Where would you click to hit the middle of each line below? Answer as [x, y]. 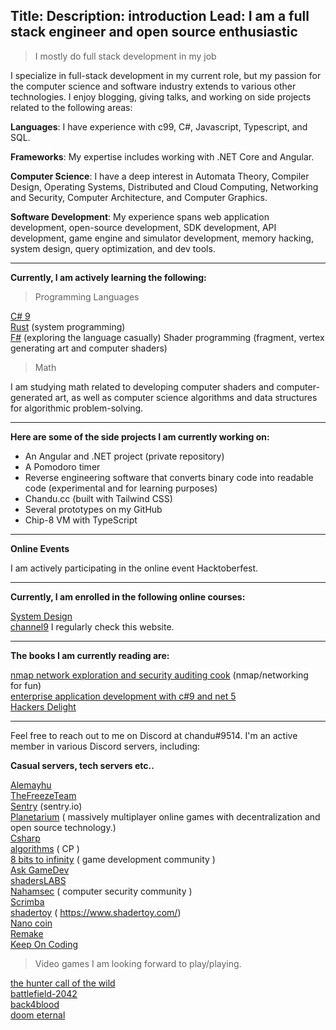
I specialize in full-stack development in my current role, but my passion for [166, 75]
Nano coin [31, 923]
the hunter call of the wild [63, 983]
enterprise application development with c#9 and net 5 [123, 696]
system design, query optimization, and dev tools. [113, 248]
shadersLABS [38, 880]
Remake [27, 933]
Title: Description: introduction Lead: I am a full [160, 16]
